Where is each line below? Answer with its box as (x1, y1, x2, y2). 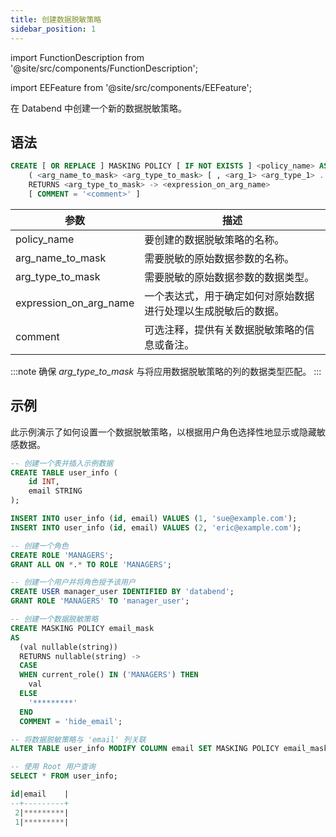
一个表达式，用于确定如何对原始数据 (144, 289, 315, 303)
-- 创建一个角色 (10, 541, 69, 551)
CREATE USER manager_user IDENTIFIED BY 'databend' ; (10, 587, 235, 597)
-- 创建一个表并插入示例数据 (10, 458, 114, 468)
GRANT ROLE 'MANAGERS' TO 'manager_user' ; (10, 596, 190, 606)
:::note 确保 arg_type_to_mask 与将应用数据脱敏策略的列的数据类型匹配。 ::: (10, 365, 322, 377)
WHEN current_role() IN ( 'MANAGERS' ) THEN (19, 670, 199, 680)
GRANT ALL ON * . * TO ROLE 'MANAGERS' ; (10, 559, 172, 570)
